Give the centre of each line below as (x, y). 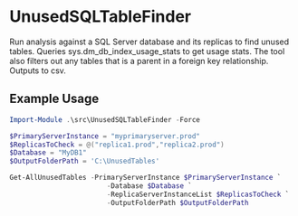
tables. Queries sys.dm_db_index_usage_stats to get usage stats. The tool (147, 51)
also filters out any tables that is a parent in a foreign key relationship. (139, 61)
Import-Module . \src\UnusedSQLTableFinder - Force (105, 119)
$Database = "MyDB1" (48, 153)
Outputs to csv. (38, 70)
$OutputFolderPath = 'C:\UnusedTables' (85, 161)
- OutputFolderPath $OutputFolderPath (178, 202)
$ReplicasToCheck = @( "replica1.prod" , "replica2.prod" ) (117, 145)
